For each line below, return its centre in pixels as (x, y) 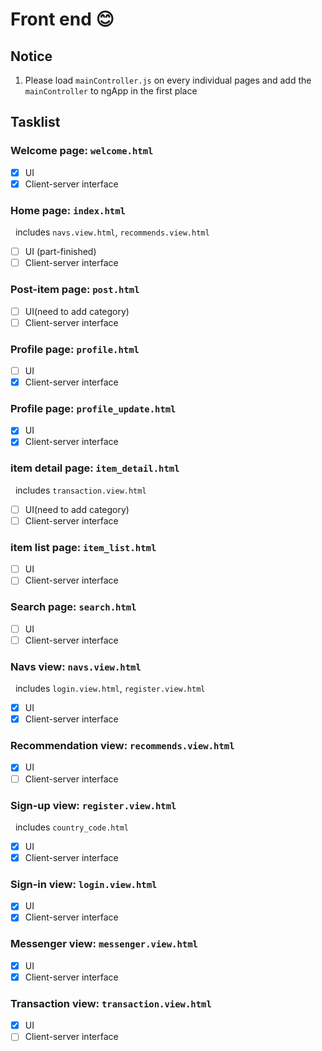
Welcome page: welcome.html (82, 151)
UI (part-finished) (60, 252)
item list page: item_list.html (83, 547)
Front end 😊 (62, 19)
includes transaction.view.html (80, 490)
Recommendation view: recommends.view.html (122, 746)
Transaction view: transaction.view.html (111, 1003)
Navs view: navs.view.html (76, 666)
